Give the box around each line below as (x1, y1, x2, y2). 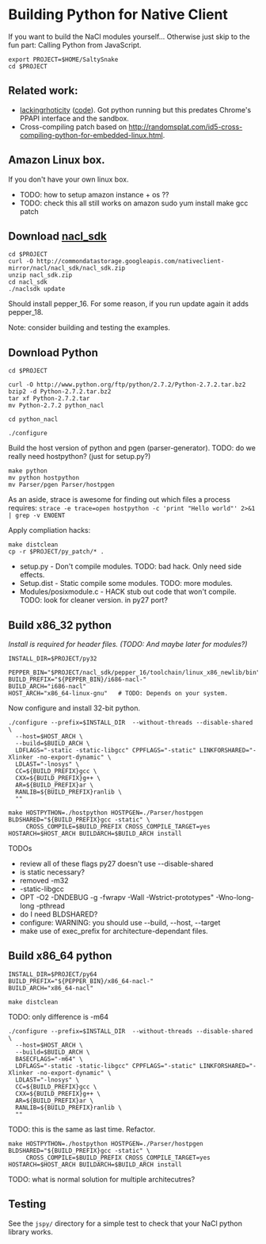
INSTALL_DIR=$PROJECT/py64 (8, 970, 97, 978)
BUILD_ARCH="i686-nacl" (8, 683, 87, 691)
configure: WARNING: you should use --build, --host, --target (19, 918, 221, 927)
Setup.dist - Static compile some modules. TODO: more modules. (19, 579, 234, 588)
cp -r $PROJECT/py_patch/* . (8, 548, 104, 556)
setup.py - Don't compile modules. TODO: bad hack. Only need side (19, 561, 242, 572)
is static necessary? (19, 867, 85, 877)
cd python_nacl (8, 415, 59, 423)
